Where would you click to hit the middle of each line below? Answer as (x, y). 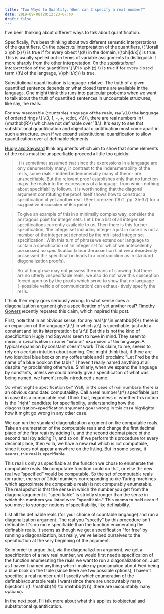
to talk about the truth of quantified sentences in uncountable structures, (78, 98)
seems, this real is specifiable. (35, 454)
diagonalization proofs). (41, 261)
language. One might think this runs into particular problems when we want (81, 93)
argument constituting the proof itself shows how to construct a (81, 194)
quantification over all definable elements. (47, 139)
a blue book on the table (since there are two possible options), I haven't (78, 571)
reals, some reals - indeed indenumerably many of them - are (79, 174)
